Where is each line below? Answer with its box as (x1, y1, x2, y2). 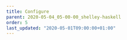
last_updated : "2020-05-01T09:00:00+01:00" (6, 25, 116, 31)
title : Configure (6, 8, 49, 15)
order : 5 (6, 19, 28, 25)
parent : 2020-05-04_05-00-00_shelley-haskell (6, 14, 121, 20)
